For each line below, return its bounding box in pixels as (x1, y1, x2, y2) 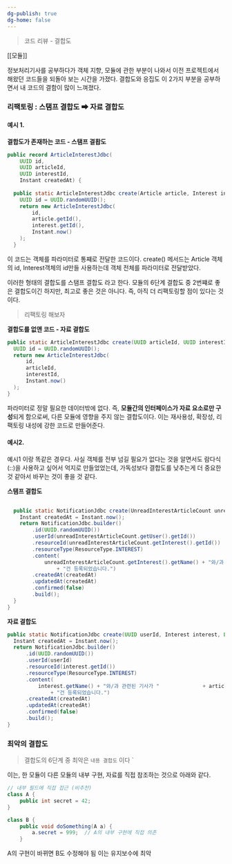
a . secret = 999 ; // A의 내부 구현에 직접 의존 (32, 829, 157, 836)
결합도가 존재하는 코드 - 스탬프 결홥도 (7, 137, 107, 146)
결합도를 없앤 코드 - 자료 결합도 (7, 325, 90, 333)
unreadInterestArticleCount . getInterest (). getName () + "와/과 (43, 558, 224, 565)
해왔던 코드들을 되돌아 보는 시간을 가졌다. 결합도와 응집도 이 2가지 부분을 (7, 74, 202, 83)
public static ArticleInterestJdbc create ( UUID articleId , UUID (7, 339, 196, 346)
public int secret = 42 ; (19, 797, 91, 804)
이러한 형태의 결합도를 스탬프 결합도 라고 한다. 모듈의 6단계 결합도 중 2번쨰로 (7, 278, 213, 286)
